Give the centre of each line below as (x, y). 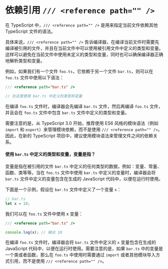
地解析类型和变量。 (25, 60)
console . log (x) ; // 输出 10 (34, 232)
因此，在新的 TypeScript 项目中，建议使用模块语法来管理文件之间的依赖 (79, 135)
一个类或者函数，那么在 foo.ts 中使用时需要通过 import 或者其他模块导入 (80, 255)
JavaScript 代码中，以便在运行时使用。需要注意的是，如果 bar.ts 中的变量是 (84, 248)
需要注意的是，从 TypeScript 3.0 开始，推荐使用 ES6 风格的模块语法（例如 (82, 123)
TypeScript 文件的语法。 (30, 31)
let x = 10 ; (18, 203)
